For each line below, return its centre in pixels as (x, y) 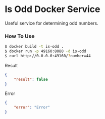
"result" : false (31, 79)
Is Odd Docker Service (52, 9)
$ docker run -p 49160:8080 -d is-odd (45, 51)
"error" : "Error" (32, 107)
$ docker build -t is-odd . (34, 47)
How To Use (20, 36)
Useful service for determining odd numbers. (52, 23)
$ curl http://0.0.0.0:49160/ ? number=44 (48, 56)
